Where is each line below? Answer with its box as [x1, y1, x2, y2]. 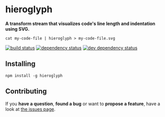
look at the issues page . [5, 106, 56, 112]
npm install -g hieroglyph [5, 73, 63, 78]
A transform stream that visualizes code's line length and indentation [5, 20, 156, 27]
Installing [5, 60, 36, 68]
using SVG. [5, 26, 30, 32]
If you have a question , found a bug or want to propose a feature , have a [5, 101, 160, 107]
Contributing [5, 87, 47, 96]
